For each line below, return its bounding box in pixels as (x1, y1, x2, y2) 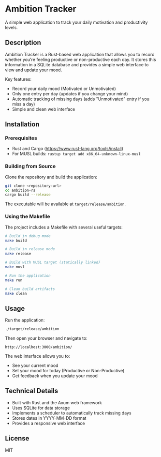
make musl (5, 265, 25, 270)
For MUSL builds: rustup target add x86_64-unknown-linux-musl (12, 151, 141, 157)
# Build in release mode (5, 247, 55, 252)
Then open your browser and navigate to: (5, 335, 88, 341)
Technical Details (5, 387, 59, 395)
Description (5, 39, 41, 47)
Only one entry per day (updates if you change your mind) (12, 91, 128, 96)
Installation (5, 120, 40, 129)
